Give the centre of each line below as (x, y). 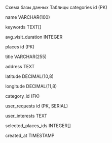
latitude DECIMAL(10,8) (30, 76)
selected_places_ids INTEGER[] (38, 126)
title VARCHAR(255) (26, 56)
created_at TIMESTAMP (30, 135)
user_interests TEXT (26, 116)
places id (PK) (20, 47)
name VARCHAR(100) (28, 17)
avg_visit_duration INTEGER (34, 37)
